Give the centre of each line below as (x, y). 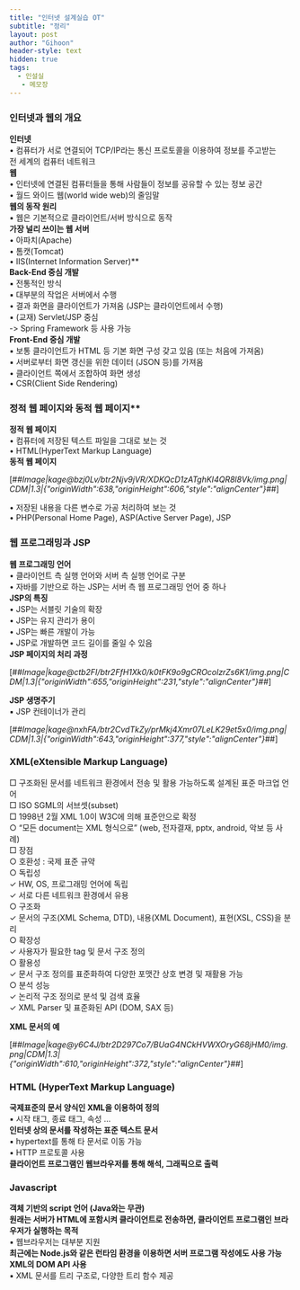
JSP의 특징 (29, 598)
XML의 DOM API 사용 (48, 1265)
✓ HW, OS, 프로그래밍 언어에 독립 (69, 884)
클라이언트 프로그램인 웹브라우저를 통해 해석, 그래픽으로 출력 (114, 1164)
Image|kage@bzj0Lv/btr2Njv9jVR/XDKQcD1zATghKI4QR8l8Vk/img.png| (154, 480)
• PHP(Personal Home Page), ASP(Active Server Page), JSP (120, 518)
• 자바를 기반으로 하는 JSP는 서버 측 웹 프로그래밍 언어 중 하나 (118, 586)
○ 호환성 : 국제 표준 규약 (53, 861)
